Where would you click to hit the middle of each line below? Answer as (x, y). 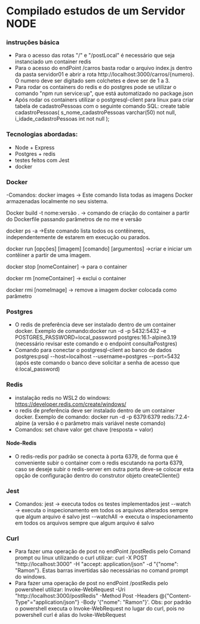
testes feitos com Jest (42, 160)
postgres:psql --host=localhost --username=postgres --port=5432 (97, 356)
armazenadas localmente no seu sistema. (57, 201)
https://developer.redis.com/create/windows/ (70, 404)
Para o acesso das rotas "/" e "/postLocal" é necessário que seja (95, 56)
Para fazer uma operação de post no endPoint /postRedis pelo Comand (103, 552)
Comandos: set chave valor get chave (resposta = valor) (84, 429)
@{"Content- (175, 596)
